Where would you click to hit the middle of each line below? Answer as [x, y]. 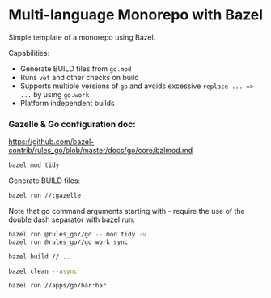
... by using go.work [55, 94]
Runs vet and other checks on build [79, 77]
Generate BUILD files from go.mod [76, 68]
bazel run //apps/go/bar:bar [57, 286]
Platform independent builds [67, 103]
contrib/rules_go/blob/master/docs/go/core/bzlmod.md [101, 151]
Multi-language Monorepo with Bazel [136, 15]
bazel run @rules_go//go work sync [68, 242]
